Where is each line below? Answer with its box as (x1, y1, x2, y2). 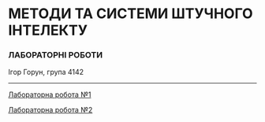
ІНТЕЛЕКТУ (8, 21, 88, 39)
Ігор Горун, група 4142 (8, 68, 84, 77)
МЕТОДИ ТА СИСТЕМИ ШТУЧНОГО (8, 5, 254, 23)
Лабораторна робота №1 (8, 90, 91, 99)
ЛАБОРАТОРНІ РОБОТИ (8, 50, 103, 61)
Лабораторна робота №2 (8, 105, 93, 115)
